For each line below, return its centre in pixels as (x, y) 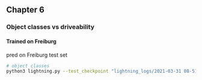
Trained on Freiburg (31, 41)
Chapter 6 (26, 10)
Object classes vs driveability (50, 27)
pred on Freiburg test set (37, 55)
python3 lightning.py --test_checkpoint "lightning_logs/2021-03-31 (94, 72)
